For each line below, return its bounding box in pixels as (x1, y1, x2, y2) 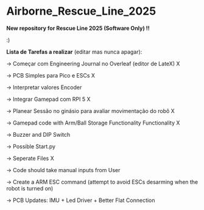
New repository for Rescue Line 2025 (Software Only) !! (6, 24, 150, 32)
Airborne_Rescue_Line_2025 (6, 4, 157, 18)
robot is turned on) (6, 184, 54, 192)
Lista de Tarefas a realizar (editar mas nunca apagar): (6, 48, 142, 56)
